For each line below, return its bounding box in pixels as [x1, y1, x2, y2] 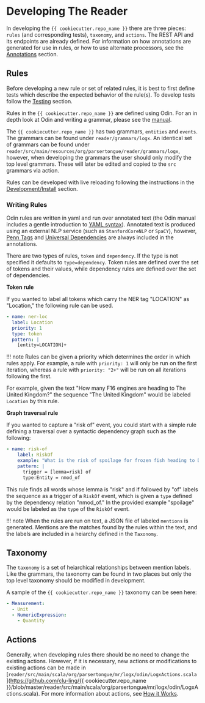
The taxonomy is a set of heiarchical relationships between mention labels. [6, 564, 191, 571]
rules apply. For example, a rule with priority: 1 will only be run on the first [6, 360, 197, 367]
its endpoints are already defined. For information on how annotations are [6, 37, 191, 45]
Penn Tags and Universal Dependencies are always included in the [6, 234, 174, 241]
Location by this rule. [6, 398, 60, 405]
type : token [12, 330, 43, 337]
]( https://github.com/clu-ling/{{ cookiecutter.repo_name [6, 677, 146, 684]
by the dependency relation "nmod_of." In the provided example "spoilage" [6, 499, 195, 506]
